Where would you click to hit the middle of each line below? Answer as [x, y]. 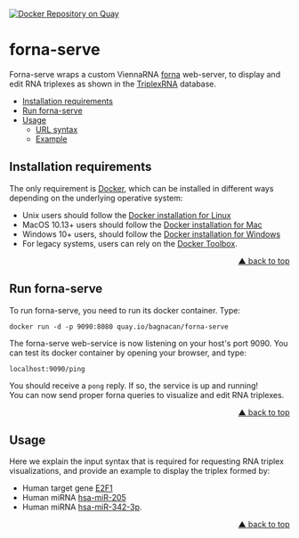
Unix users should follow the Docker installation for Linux [126, 215]
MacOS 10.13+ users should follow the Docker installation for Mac [142, 224]
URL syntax [57, 129]
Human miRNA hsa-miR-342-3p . [82, 507]
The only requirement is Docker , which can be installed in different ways [141, 188]
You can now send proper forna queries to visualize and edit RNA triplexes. [147, 395]
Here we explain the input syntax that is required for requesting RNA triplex [147, 461]
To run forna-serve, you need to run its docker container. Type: [125, 310]
